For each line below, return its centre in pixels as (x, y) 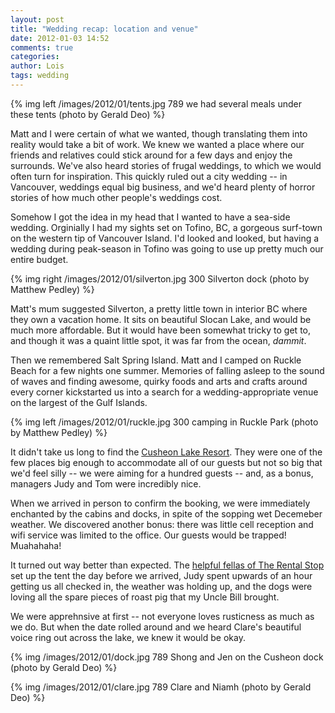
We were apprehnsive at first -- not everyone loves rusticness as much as (162, 616)
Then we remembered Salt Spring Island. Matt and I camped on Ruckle (156, 360)
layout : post (37, 19)
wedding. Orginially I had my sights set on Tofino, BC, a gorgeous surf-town (166, 227)
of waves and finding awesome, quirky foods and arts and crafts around (159, 381)
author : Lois (37, 66)
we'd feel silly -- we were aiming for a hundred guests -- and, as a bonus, (162, 473)
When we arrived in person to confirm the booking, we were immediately (160, 503)
